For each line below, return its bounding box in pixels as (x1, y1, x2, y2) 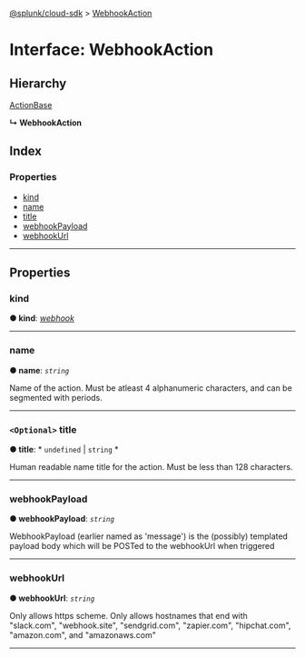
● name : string (9, 364, 70, 375)
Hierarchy (9, 75, 67, 91)
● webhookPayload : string (9, 513, 115, 524)
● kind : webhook (9, 313, 75, 324)
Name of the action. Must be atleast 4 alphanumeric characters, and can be (9, 382, 292, 394)
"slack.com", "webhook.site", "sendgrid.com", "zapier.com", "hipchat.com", (9, 620, 291, 631)
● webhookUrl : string (9, 593, 95, 603)
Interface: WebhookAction (9, 40, 214, 60)
